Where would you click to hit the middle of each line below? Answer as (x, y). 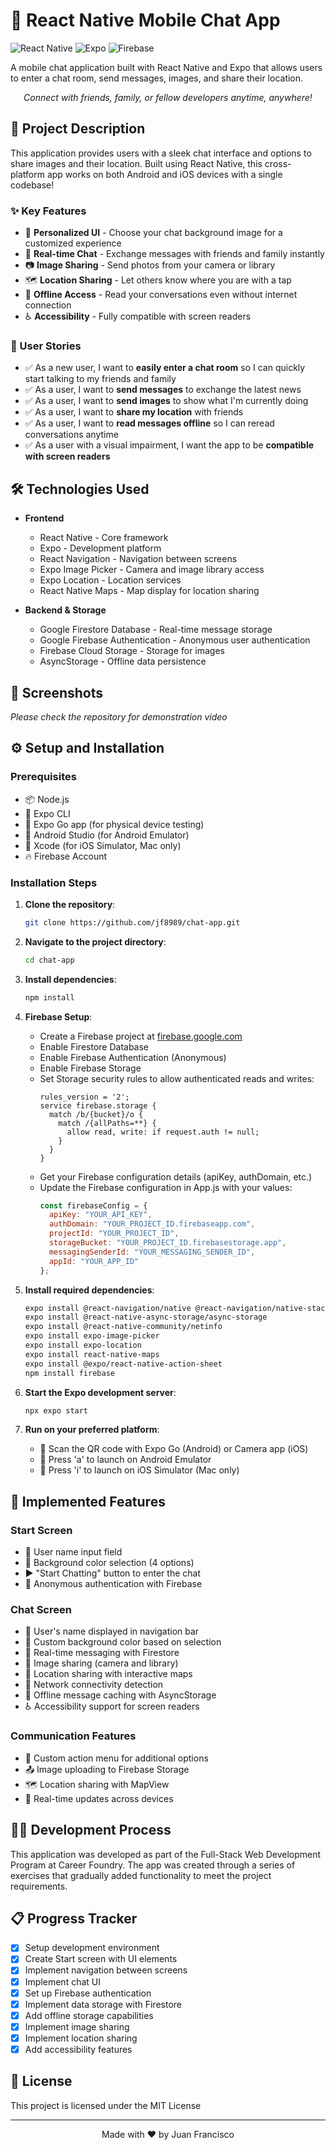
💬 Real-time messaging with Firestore (102, 1653)
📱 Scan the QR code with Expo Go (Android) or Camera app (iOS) (174, 1449)
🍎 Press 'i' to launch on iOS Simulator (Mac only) (139, 1470)
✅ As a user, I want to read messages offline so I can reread (149, 423)
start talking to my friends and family (100, 379)
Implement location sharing (81, 2038)
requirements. (39, 1886)
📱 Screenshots (57, 692)
